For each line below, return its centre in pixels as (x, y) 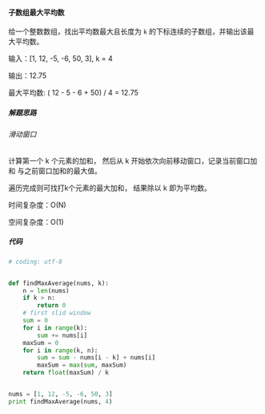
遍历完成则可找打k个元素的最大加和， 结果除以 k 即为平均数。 (110, 188)
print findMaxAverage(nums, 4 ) (60, 401)
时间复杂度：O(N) (37, 205)
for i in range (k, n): (60, 350)
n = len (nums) (46, 290)
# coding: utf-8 (35, 262)
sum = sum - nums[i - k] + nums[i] (96, 358)
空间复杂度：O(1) (36, 221)
